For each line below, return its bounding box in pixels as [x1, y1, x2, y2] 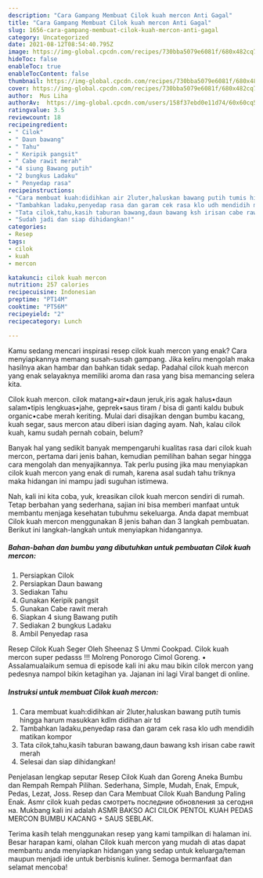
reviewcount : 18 [8, 114, 61, 122]
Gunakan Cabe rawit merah [19, 604, 108, 614]
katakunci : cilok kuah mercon [8, 274, 107, 282]
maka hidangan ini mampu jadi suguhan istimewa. [8, 476, 169, 486]
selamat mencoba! [8, 862, 68, 872]
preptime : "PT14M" [8, 296, 68, 304]
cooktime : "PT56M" [8, 303, 68, 311]
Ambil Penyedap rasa [19, 629, 88, 639]
